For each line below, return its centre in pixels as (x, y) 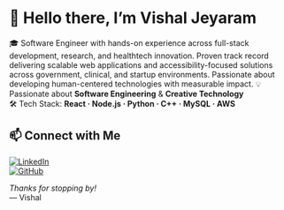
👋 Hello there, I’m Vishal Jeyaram (133, 18)
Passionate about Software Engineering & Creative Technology (127, 94)
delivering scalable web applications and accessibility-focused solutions (141, 64)
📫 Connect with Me (65, 136)
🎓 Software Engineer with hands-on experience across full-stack (129, 42)
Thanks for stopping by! (53, 188)
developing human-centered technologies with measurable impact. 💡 (135, 84)
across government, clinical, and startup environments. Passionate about (142, 74)
